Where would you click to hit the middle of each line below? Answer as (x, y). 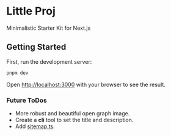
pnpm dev (17, 73)
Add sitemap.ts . (35, 126)
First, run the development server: (49, 61)
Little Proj (31, 11)
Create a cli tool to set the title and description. (74, 120)
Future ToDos (27, 100)
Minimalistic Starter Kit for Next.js (49, 28)
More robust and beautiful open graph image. (72, 113)
